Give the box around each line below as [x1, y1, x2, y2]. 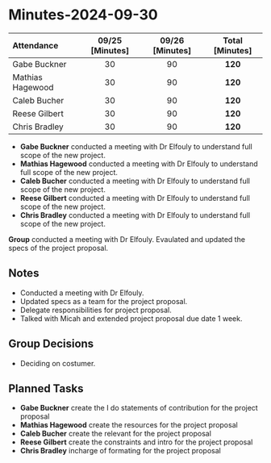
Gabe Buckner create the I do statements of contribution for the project [19, 403, 258, 413]
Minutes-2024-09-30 [8, 6, 159, 24]
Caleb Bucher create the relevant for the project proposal [19, 429, 212, 439]
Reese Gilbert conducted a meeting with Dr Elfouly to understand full [19, 193, 250, 202]
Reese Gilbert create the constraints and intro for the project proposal [19, 437, 253, 447]
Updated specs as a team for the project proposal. [19, 296, 188, 306]
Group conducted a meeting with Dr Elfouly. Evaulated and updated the [8, 234, 246, 244]
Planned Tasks [8, 382, 84, 395]
